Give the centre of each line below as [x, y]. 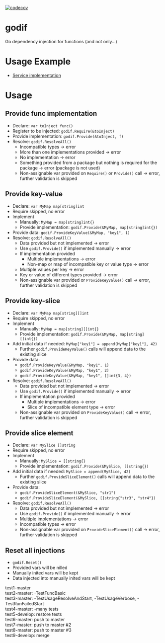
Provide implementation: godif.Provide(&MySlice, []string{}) [84, 466]
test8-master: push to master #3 [39, 630]
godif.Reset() [27, 563]
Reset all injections [35, 550]
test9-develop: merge [27, 636]
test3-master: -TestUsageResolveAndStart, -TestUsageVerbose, [71, 598]
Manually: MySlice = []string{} [53, 461]
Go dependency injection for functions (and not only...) [61, 41]
